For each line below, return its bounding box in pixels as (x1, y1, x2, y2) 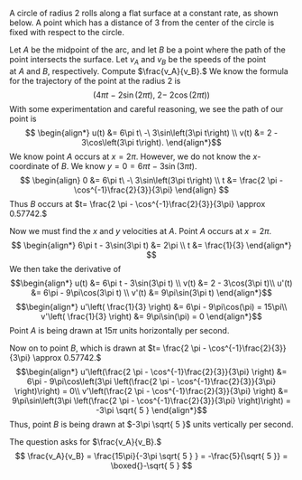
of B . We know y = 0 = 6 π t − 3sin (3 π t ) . (50, 160, 197, 171)
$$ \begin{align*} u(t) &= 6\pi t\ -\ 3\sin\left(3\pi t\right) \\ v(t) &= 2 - (25, 127, 278, 138)
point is (9, 113, 37, 124)
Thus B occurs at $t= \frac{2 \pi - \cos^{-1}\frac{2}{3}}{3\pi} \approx (9, 198, 266, 209)
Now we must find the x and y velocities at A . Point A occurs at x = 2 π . (9, 225, 272, 236)
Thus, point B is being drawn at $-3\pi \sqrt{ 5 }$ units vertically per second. (9, 419, 294, 429)
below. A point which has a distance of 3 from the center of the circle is (9, 17, 275, 28)
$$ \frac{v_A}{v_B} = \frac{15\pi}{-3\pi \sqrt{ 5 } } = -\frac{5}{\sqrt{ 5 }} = (14, 450, 288, 461)
